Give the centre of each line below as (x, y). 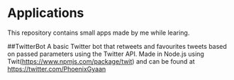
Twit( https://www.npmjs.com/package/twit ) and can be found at (101, 61)
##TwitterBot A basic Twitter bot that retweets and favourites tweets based (117, 46)
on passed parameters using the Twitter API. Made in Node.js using (106, 54)
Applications (46, 13)
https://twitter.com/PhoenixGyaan (57, 69)
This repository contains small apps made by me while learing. (99, 33)
